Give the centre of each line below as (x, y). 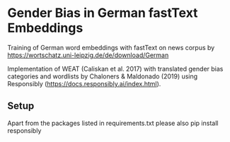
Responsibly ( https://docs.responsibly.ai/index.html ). (84, 83)
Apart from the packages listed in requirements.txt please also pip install (113, 123)
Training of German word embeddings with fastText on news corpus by (111, 47)
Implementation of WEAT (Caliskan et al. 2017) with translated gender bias (115, 69)
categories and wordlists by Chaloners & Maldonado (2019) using (103, 76)
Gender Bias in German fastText (103, 13)
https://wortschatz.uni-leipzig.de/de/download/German (88, 55)
